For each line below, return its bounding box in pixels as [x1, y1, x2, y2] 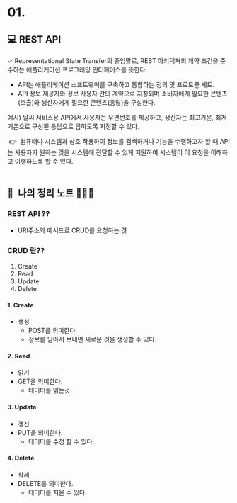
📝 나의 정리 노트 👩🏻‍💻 [7, 187, 94, 199]
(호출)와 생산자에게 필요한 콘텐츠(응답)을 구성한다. [17, 98, 156, 106]
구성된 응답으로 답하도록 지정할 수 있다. [31, 122, 140, 130]
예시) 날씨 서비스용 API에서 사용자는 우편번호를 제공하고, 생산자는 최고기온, [7, 113, 214, 121]
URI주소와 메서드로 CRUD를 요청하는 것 [17, 226, 127, 234]
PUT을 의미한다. [17, 428, 63, 436]
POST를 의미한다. [28, 327, 78, 335]
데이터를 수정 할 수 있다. [28, 437, 95, 446]
